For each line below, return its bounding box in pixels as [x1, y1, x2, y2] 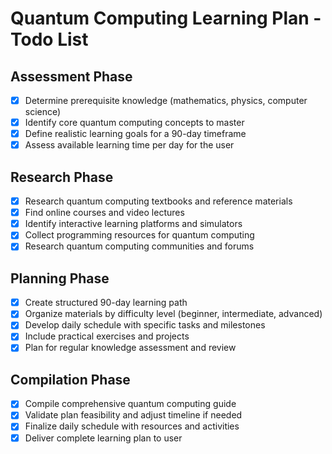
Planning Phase [10, 270, 110, 287]
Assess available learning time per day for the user [24, 139, 235, 151]
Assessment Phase [10, 68, 133, 85]
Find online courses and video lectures [24, 207, 185, 219]
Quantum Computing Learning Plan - [10, 7, 322, 30]
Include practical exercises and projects [24, 330, 190, 342]
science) [24, 106, 62, 118]
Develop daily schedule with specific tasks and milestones [24, 319, 266, 331]
